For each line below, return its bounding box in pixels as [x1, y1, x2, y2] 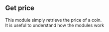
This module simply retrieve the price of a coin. [5, 17, 102, 23]
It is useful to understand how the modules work [5, 22, 105, 28]
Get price [5, 4, 35, 12]
